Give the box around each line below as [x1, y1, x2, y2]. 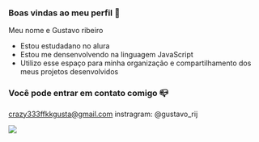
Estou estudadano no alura [19, 41, 110, 51]
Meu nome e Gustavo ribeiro [8, 26, 104, 35]
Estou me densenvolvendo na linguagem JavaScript [19, 50, 194, 60]
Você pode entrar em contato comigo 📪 [8, 88, 168, 99]
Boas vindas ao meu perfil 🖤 [8, 7, 121, 19]
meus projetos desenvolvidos [19, 67, 119, 77]
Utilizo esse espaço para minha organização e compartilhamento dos [19, 58, 252, 68]
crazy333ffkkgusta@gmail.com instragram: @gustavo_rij [8, 109, 198, 119]
